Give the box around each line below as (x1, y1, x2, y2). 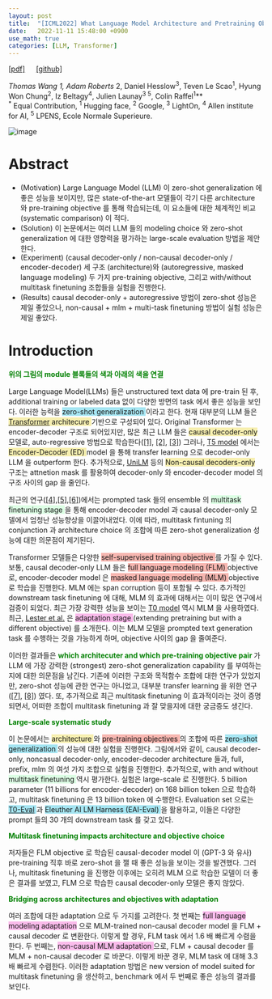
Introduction (8, 341, 94, 360)
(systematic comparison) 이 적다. (19, 213, 130, 222)
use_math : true (8, 34, 60, 43)
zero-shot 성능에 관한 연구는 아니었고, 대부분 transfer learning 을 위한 (19, 680, 243, 690)
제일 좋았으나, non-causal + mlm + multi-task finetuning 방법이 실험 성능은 (19, 303, 262, 312)
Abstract (8, 155, 69, 173)
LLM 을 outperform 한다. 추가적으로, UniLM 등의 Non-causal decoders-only (8, 457, 256, 467)
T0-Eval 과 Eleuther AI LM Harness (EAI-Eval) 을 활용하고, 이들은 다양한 (8, 804, 241, 814)
